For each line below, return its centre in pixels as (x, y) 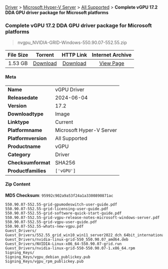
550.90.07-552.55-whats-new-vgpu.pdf (44, 226)
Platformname (25, 130)
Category (19, 154)
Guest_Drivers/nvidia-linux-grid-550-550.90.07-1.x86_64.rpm (70, 248)
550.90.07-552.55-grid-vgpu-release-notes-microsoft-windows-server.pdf (82, 217)
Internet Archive (112, 55)
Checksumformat (29, 162)
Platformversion (27, 138)
